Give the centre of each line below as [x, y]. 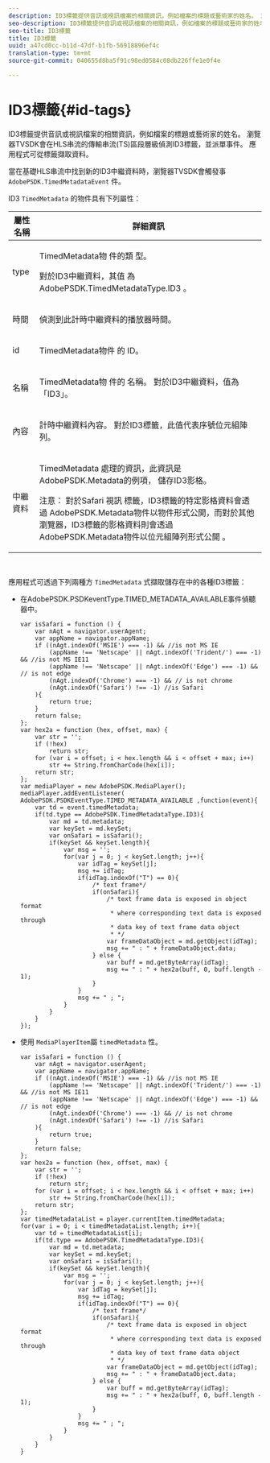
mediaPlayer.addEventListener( [72, 793]
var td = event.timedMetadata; [87, 807]
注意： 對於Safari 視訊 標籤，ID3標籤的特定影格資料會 [141, 500]
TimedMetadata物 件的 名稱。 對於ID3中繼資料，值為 [139, 382]
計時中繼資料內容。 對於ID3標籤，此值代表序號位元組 [139, 425]
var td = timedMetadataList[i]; [89, 1233]
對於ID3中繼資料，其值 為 [87, 276]
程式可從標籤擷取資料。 [54, 154]
